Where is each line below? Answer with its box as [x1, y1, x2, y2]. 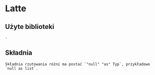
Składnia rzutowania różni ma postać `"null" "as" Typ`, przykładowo [5, 62, 151, 67]
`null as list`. [5, 66, 38, 71]
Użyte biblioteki [5, 23, 54, 31]
